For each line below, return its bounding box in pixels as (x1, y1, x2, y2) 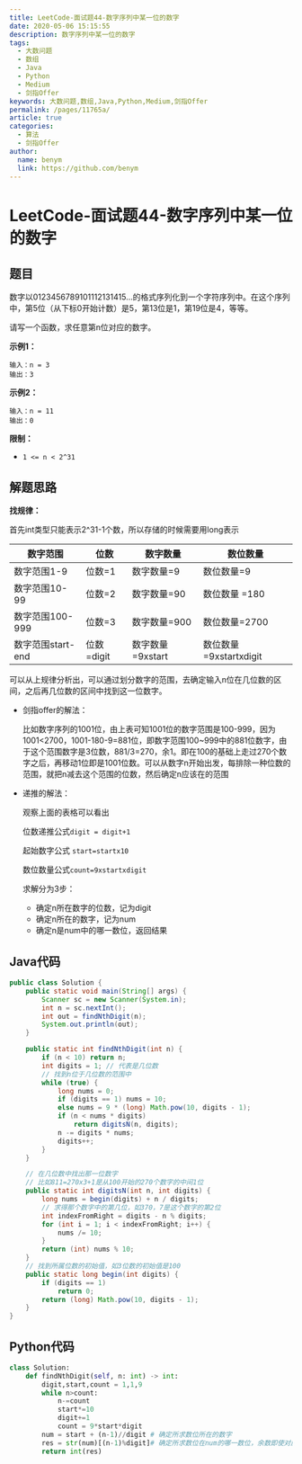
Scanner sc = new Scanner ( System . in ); (41, 995, 187, 1004)
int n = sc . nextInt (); (41, 1004, 127, 1013)
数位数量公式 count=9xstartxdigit (22, 864, 147, 875)
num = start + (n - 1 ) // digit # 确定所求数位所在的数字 (41, 1430, 232, 1439)
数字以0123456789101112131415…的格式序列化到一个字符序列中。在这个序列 (9, 291, 290, 302)
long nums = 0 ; (57, 1086, 115, 1095)
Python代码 (9, 1339, 75, 1354)
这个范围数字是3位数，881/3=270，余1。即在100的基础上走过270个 (30, 746, 280, 757)
